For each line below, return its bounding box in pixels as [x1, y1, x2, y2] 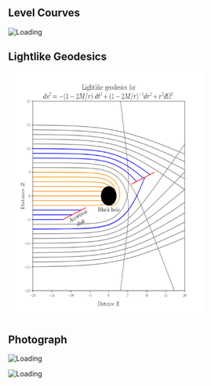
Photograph [8, 333, 67, 347]
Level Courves [8, 6, 81, 20]
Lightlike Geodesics [8, 50, 107, 64]
